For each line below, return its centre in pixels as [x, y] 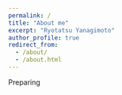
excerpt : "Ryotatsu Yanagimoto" [61, 30]
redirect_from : [33, 45]
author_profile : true [44, 38]
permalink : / [30, 15]
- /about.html [38, 60]
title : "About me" [38, 23]
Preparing [25, 82]
